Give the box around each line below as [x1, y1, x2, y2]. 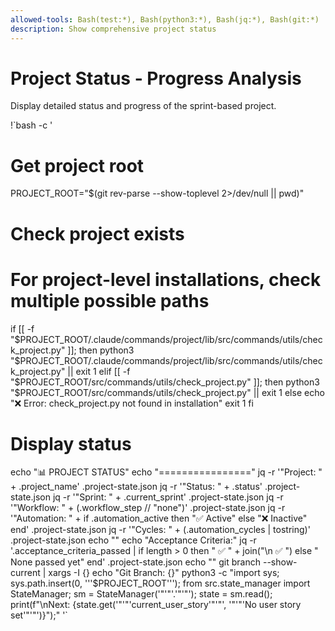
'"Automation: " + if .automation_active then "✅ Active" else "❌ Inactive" [10, 512, 308, 525]
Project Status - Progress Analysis [10, 67, 302, 90]
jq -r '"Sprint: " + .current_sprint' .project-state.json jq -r [52, 491, 284, 503]
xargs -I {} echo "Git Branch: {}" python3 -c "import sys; [48, 567, 280, 579]
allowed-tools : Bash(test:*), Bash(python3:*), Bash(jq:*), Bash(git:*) [10, 14, 320, 25]
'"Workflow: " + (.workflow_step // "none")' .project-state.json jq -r [10, 502, 286, 514]
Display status [10, 432, 132, 455]
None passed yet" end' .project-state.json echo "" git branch [10, 556, 262, 568]
